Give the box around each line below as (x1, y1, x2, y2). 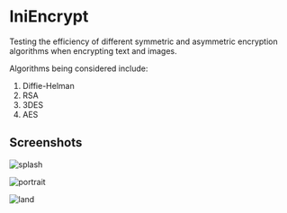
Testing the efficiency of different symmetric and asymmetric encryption (9, 36, 278, 47)
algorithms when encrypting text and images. (9, 45, 177, 56)
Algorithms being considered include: (9, 63, 148, 74)
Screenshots (9, 135, 83, 150)
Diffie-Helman (22, 80, 75, 91)
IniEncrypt (9, 6, 89, 27)
